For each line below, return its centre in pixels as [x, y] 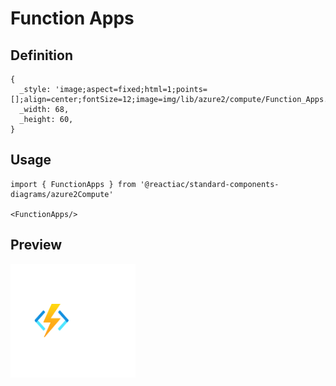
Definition [41, 55]
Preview [36, 245]
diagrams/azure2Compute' [62, 194]
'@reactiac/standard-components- [209, 184]
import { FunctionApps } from [73, 184]
